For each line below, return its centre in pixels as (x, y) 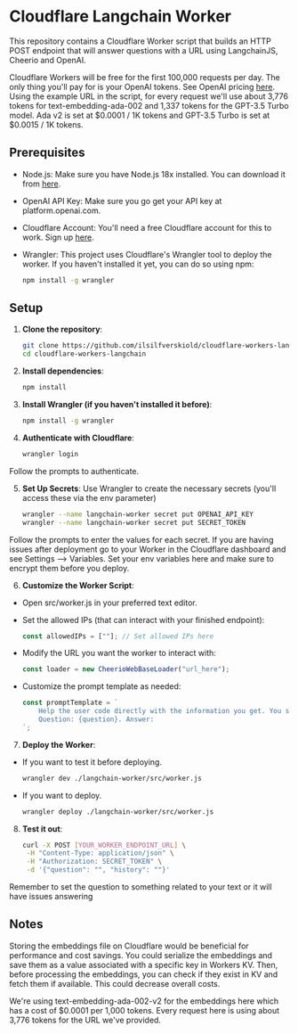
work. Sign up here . (58, 237)
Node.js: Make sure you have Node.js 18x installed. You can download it (154, 174)
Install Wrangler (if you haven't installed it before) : (117, 405)
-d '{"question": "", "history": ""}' (98, 870)
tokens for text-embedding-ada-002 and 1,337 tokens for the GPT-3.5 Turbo (149, 105)
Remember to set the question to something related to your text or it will (141, 887)
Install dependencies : (63, 371)
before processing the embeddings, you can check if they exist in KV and (144, 974)
